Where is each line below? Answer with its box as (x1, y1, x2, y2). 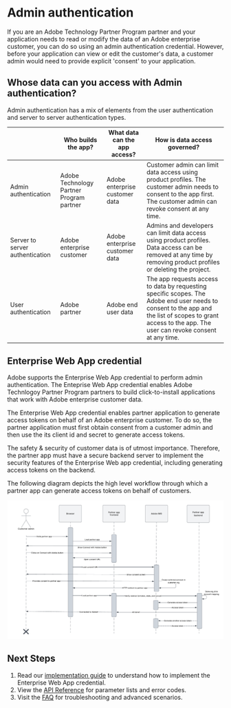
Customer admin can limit (146, 160, 219, 169)
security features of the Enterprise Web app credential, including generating (7, 459, 223, 467)
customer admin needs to (146, 183, 219, 191)
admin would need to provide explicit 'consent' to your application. (7, 56, 196, 65)
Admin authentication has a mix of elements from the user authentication (7, 105, 214, 114)
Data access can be (146, 243, 203, 251)
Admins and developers (146, 221, 214, 229)
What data (108, 129, 140, 137)
